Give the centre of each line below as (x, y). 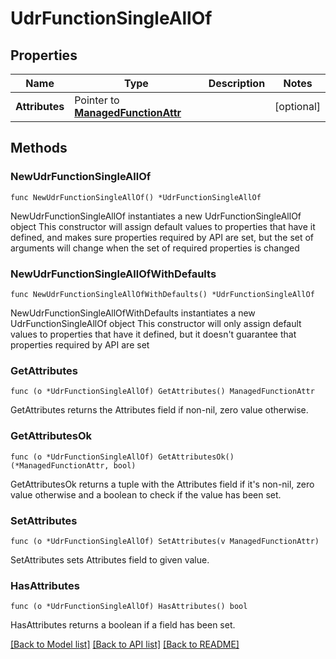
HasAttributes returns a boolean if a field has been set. (123, 625)
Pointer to (97, 100)
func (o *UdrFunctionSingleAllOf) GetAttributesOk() (122, 457)
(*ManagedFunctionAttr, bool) (73, 465)
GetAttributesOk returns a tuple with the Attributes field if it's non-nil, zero (162, 484)
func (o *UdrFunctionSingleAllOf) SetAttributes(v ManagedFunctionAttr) (165, 541)
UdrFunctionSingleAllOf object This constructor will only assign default (156, 323)
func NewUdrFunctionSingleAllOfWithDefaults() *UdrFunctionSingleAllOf (162, 294)
